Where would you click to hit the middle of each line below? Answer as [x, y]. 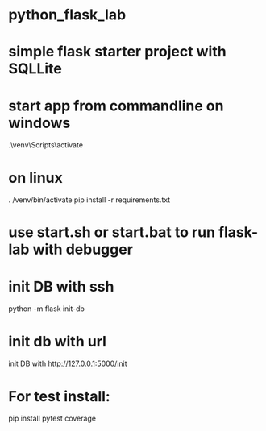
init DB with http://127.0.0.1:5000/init [68, 363]
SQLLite [35, 69]
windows [39, 123]
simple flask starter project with [118, 52]
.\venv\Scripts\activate [46, 145]
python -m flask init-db [46, 309]
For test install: [59, 396]
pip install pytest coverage [52, 419]
